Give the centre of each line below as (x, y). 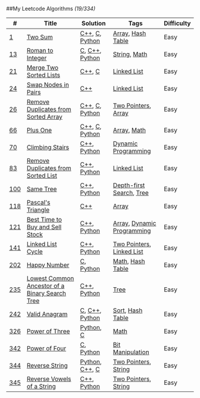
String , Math (130, 54)
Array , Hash (129, 33)
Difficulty (177, 23)
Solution (93, 23)
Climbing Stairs (48, 147)
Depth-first (129, 185)
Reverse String (47, 366)
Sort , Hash (128, 310)
